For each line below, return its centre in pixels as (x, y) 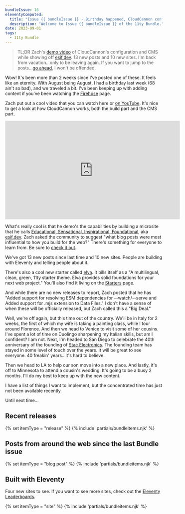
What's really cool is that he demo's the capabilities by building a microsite (82, 226)
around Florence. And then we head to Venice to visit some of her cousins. (82, 328)
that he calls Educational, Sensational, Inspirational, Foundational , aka (77, 231)
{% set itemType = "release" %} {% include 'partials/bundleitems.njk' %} (80, 428)
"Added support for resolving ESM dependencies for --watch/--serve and (81, 297)
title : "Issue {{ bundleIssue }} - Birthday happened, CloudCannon (81, 19)
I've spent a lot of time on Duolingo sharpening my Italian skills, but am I (79, 334)
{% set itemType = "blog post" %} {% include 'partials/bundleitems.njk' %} (82, 463)
